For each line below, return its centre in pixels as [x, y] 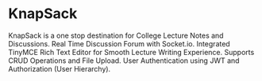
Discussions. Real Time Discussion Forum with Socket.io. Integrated [119, 43]
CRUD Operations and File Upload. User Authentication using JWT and [124, 61]
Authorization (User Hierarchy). [60, 68]
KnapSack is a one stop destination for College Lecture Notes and [116, 35]
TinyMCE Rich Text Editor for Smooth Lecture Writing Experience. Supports [131, 52]
